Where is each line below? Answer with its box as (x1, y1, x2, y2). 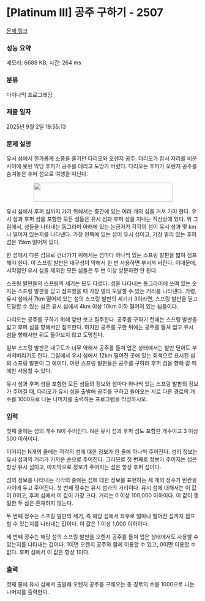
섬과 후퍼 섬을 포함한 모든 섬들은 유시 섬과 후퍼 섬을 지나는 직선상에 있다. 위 (12, 215, 192, 223)
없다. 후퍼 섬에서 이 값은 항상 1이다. (6, 548, 90, 556)
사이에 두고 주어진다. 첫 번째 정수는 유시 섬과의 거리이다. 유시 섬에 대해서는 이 (6, 484, 191, 491)
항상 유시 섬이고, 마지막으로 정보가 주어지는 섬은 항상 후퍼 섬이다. (6, 464, 162, 471)
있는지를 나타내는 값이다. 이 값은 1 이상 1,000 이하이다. (19, 520, 149, 527)
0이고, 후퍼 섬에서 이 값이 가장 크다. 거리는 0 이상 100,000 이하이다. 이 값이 (12, 492, 193, 499)
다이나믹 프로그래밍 (6, 91, 53, 98)
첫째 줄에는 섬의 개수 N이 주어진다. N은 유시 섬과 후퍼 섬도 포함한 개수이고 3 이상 (6, 427, 199, 435)
